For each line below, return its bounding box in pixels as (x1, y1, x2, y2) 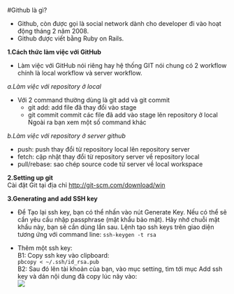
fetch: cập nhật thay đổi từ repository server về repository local (17, 153, 200, 161)
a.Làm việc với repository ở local (7, 82, 101, 90)
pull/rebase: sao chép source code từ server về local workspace (17, 160, 203, 168)
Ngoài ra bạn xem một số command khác (27, 118, 147, 126)
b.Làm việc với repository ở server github (7, 132, 126, 140)
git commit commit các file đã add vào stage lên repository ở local (27, 111, 218, 119)
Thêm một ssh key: (17, 244, 73, 252)
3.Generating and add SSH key (7, 195, 98, 203)
